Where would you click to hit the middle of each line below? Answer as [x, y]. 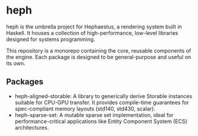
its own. [16, 63]
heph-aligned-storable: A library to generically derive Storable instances [103, 96]
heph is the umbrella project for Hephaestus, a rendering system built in [94, 27]
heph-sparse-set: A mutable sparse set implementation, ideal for [94, 115]
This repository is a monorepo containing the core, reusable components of [99, 50]
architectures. [32, 127]
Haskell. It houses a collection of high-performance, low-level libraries [92, 33]
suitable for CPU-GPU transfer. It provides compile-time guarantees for [102, 102]
